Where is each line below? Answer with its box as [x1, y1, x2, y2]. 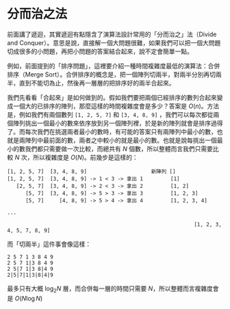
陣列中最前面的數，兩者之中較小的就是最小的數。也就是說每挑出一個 [25, 136, 217, 144]
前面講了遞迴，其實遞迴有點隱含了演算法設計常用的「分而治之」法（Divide [7, 30, 217, 38]
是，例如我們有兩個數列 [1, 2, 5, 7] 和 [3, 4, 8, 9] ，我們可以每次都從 [7, 110, 214, 118]
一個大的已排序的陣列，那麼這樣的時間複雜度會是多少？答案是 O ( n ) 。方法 [12, 102, 220, 110]
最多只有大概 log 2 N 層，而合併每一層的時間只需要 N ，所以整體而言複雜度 [7, 284, 214, 294]
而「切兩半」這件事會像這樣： [7, 240, 91, 248]
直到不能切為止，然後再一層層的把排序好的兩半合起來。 [18, 79, 175, 87]
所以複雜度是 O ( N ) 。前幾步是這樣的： [33, 153, 138, 161]
